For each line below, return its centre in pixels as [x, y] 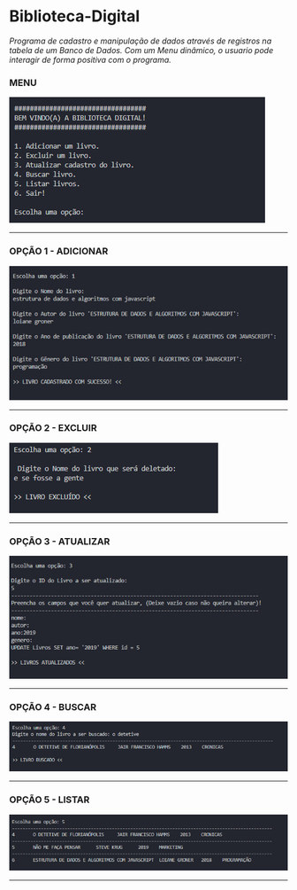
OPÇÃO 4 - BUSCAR [53, 707]
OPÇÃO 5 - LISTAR [49, 800]
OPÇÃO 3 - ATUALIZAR [60, 541]
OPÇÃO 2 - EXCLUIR [53, 428]
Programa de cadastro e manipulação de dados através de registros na [141, 41]
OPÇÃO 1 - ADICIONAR [59, 252]
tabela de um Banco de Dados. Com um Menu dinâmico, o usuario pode [141, 50]
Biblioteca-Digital [75, 16]
